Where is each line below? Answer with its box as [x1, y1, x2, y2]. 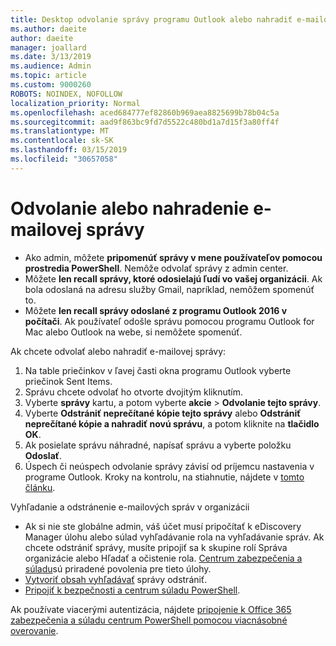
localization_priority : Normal [10, 98, 141, 108]
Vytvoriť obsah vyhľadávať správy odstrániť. [24, 573, 208, 585]
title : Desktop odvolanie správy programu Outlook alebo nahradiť [10, 14, 293, 25]
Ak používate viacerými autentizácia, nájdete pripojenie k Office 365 [10, 603, 292, 615]
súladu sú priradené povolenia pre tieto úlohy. [24, 562, 212, 575]
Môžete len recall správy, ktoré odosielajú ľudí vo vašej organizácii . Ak [24, 272, 323, 285]
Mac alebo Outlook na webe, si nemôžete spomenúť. [24, 326, 243, 338]
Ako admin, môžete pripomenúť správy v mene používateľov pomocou [24, 251, 323, 263]
